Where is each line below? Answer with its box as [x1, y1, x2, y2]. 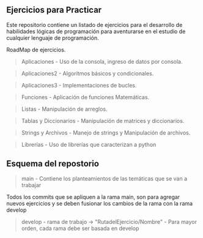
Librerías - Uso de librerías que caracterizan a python [21, 141, 157, 148]
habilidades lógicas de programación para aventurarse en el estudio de [6, 28, 186, 35]
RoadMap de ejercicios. [6, 46, 66, 53]
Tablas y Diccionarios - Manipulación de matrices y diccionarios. [21, 117, 185, 124]
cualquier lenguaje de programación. [6, 34, 99, 42]
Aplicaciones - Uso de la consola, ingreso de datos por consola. [21, 58, 183, 65]
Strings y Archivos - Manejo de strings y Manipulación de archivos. [21, 128, 191, 136]
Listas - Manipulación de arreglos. [21, 105, 108, 113]
